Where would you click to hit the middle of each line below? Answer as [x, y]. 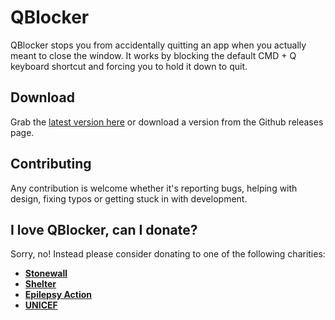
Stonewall [46, 273]
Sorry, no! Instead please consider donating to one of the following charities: [168, 254]
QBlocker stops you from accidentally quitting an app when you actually [158, 45]
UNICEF [41, 305]
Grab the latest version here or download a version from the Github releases [167, 122]
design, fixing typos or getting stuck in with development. [129, 198]
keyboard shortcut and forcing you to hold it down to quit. [129, 66]
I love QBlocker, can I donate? [104, 229]
